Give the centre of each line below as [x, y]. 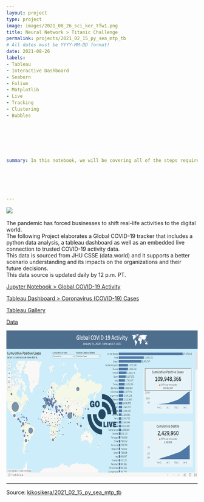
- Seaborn [19, 77]
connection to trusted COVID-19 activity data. [63, 249]
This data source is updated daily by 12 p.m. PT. [66, 275]
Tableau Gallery [26, 310]
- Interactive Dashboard [38, 71]
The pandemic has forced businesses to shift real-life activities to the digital [101, 223]
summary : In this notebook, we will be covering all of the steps [92, 161]
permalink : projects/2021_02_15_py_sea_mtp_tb [66, 39]
